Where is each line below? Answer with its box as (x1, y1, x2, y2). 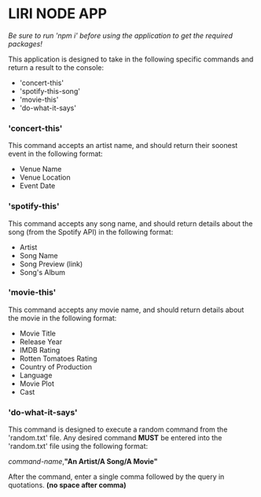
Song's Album (19, 267, 65, 276)
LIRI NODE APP (8, 5, 108, 23)
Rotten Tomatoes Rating (19, 354, 97, 363)
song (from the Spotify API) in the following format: (8, 227, 174, 236)
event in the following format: (8, 149, 104, 158)
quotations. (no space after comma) (8, 480, 127, 490)
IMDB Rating (19, 345, 61, 354)
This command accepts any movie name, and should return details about (8, 305, 244, 314)
